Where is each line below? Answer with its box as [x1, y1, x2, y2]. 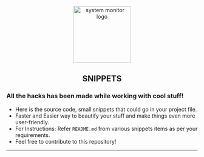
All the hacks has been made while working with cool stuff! [6, 92, 184, 100]
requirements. [15, 131, 50, 139]
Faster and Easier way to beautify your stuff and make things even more [15, 112, 195, 119]
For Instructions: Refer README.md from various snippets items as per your [15, 125, 198, 132]
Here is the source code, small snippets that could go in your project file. [15, 105, 197, 113]
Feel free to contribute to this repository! [15, 138, 117, 145]
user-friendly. [15, 118, 50, 125]
